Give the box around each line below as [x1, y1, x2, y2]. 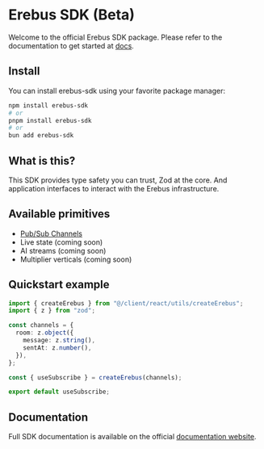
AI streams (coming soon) [19, 245, 107, 255]
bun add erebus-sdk [8, 132, 74, 140]
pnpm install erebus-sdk [8, 116, 92, 124]
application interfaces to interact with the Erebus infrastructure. [8, 183, 220, 193]
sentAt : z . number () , [23, 343, 92, 352]
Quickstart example [8, 278, 111, 292]
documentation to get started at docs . [8, 40, 135, 50]
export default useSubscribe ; [8, 388, 111, 397]
